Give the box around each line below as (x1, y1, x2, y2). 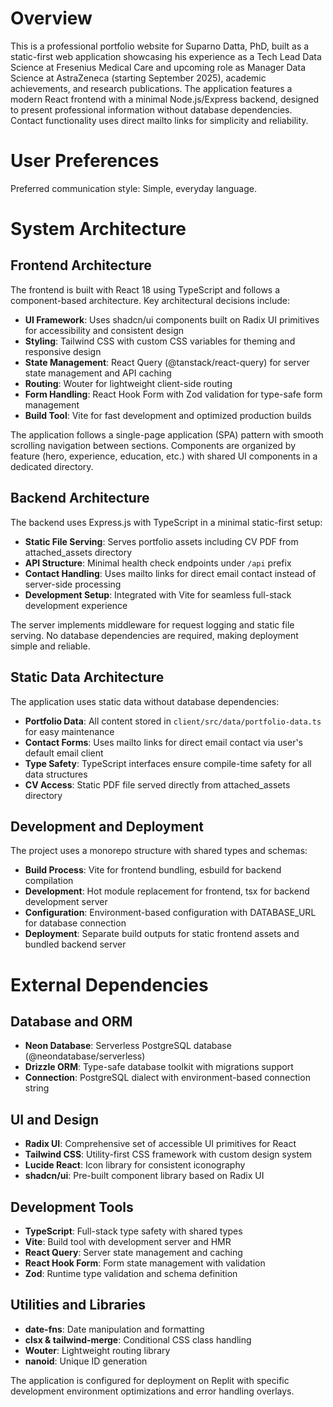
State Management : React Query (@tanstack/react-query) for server (24, 356, 310, 368)
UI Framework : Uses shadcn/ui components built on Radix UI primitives (24, 313, 320, 326)
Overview (10, 7, 93, 30)
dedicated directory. (10, 460, 94, 472)
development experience (24, 599, 128, 611)
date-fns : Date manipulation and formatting (24, 1323, 205, 1335)
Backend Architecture (10, 490, 150, 507)
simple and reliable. (10, 640, 91, 652)
